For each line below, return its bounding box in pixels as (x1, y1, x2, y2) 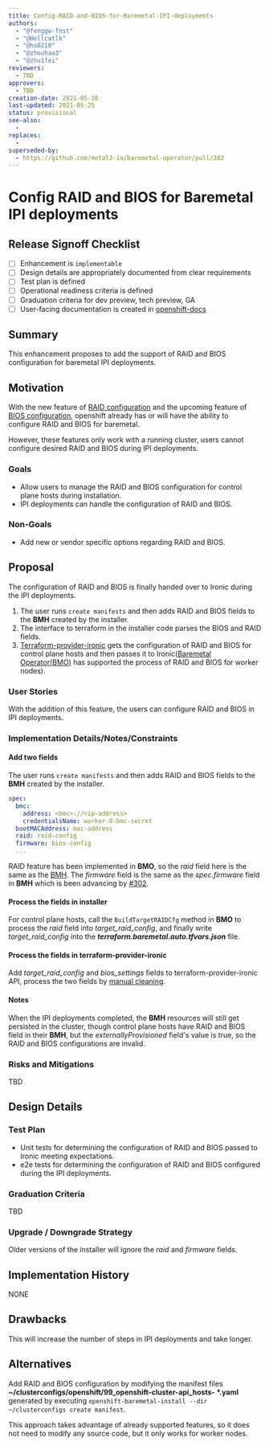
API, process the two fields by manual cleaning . (8, 977, 166, 986)
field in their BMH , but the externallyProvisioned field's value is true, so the (8, 1030, 257, 1039)
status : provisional (8, 109, 78, 117)
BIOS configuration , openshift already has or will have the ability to (8, 411, 229, 420)
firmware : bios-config (15, 839, 92, 848)
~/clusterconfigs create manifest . (8, 1404, 126, 1414)
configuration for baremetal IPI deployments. (8, 358, 157, 367)
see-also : (8, 117, 42, 125)
